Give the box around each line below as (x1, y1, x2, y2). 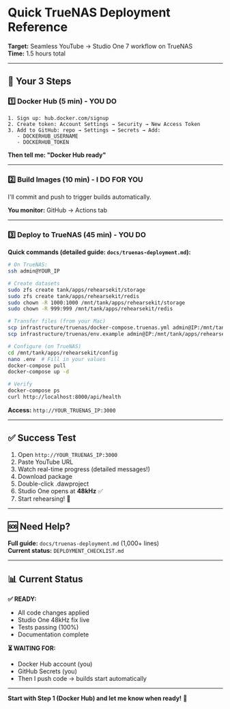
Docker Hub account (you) (17, 660, 93, 669)
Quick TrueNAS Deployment (8, 5, 171, 21)
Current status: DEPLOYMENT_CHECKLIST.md (8, 546, 124, 554)
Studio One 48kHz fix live (17, 616, 90, 624)
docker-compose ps (8, 387, 60, 395)
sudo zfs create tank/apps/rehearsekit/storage (8, 286, 146, 293)
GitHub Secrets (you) (17, 667, 77, 675)
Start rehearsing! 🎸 (17, 495, 71, 503)
